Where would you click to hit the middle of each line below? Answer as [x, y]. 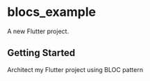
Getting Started [41, 53]
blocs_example [51, 12]
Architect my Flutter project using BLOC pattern [75, 69]
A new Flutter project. [38, 31]
